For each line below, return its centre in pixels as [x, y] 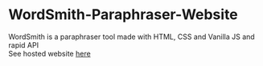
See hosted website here [49, 53]
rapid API [23, 45]
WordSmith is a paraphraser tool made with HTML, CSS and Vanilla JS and [131, 37]
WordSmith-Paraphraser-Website [123, 15]
